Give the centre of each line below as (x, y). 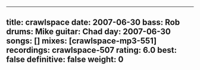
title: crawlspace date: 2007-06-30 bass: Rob (93, 22)
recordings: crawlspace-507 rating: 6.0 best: (92, 50)
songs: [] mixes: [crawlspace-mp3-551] (81, 41)
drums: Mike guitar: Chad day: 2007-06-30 (88, 32)
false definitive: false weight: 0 (65, 60)
